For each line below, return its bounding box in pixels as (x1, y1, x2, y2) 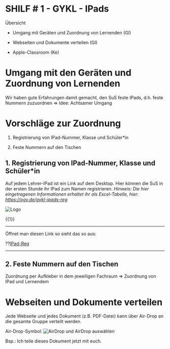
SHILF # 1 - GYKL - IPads (5, 3, 109, 15)
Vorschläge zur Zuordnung (5, 118, 121, 129)
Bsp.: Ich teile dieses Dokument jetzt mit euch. (5, 338, 102, 344)
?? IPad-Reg (5, 240, 29, 246)
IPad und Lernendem (5, 279, 49, 285)
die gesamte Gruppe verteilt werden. (5, 319, 82, 325)
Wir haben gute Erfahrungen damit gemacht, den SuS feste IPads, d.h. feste (5, 94, 163, 100)
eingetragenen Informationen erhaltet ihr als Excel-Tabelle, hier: (5, 191, 139, 197)
